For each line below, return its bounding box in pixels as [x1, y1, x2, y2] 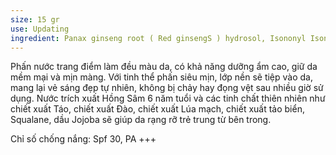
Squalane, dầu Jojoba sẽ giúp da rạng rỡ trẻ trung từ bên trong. [10, 114, 272, 126]
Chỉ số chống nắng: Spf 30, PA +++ [10, 133, 157, 145]
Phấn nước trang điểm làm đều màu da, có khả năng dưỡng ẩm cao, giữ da [10, 61, 318, 73]
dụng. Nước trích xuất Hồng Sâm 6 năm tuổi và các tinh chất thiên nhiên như [10, 92, 326, 105]
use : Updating [10, 24, 70, 34]
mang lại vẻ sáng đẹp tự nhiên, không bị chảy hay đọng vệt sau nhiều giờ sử [10, 82, 324, 94]
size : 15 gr [10, 14, 60, 25]
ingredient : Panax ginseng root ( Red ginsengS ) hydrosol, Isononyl [10, 33, 307, 43]
